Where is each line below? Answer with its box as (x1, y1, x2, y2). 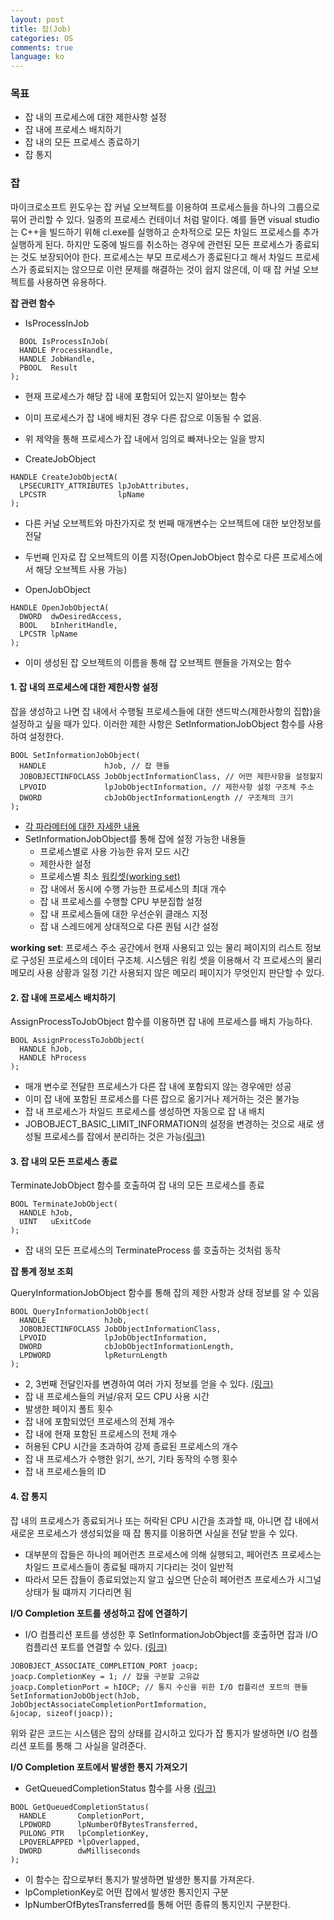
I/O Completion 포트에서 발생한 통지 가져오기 (10, 1761, 188, 1773)
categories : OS (10, 33, 74, 43)
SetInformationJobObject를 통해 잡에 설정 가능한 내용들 (24, 832, 247, 845)
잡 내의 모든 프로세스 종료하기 (24, 136, 140, 148)
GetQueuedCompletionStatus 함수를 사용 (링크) (24, 1782, 217, 1794)
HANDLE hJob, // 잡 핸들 (19, 761, 170, 771)
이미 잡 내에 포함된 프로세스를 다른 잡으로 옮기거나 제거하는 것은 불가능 (24, 1093, 300, 1105)
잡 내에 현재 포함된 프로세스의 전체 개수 (24, 1428, 178, 1440)
